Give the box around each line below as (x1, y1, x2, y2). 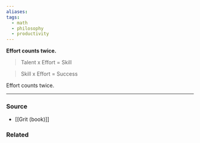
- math (11, 20, 28, 26)
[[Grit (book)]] (14, 116, 49, 123)
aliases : (6, 8, 28, 15)
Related (6, 130, 29, 139)
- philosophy (11, 25, 44, 32)
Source (6, 102, 28, 111)
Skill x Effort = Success (20, 70, 78, 77)
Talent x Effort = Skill (20, 59, 72, 66)
